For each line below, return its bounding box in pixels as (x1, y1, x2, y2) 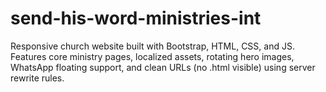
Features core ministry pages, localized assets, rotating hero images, (10, 50, 295, 62)
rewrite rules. (10, 72, 65, 84)
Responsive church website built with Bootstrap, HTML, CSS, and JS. (10, 40, 295, 52)
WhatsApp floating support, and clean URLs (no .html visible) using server (10, 61, 316, 73)
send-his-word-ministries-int (10, 7, 262, 30)
